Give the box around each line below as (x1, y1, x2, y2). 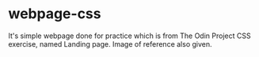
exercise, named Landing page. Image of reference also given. (8, 39, 212, 48)
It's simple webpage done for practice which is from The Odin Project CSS (8, 31, 251, 40)
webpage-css (8, 5, 101, 23)
